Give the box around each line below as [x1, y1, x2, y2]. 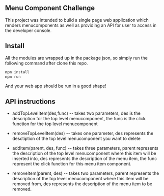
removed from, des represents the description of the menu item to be [12, 181, 153, 187]
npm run [5, 74, 21, 79]
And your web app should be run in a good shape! [5, 83, 107, 89]
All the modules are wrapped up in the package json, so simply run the [5, 55, 148, 61]
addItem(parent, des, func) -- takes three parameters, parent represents [12, 145, 159, 151]
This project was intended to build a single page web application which [5, 17, 149, 23]
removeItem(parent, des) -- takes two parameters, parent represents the [12, 170, 159, 176]
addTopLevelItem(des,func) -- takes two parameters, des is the [12, 110, 141, 116]
